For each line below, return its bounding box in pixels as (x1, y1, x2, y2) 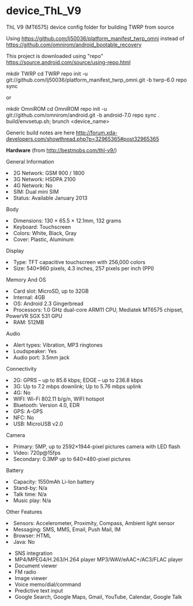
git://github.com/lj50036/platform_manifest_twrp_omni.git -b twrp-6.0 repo (6, 76, 187, 83)
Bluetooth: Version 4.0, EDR (13, 401, 80, 408)
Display (6, 247, 25, 254)
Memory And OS (6, 276, 46, 283)
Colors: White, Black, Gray (13, 229, 77, 236)
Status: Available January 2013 (13, 194, 88, 201)
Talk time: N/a (13, 490, 47, 497)
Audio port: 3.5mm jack (13, 354, 70, 361)
